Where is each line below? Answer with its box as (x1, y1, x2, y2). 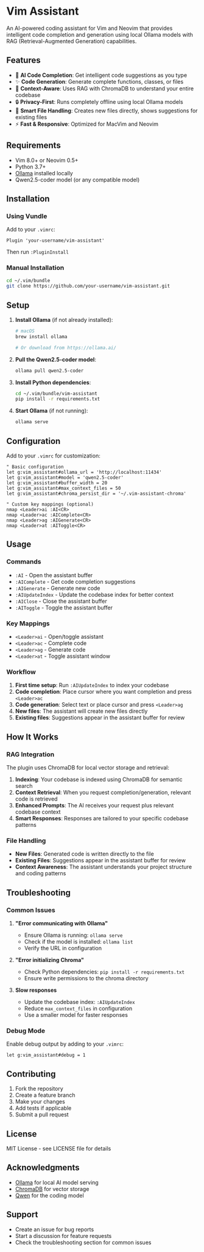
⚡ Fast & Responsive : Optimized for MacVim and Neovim (15, 120, 158, 128)
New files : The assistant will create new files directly (15, 707, 148, 715)
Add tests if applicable (15, 1104, 72, 1112)
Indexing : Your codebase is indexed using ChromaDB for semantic (15, 776, 183, 783)
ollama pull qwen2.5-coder (15, 368, 84, 374)
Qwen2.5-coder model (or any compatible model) (15, 176, 140, 183)
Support (6, 1209, 38, 1220)
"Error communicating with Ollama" (15, 920, 108, 926)
